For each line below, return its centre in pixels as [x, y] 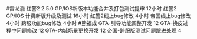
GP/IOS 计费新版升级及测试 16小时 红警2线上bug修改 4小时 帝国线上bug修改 [98, 16]
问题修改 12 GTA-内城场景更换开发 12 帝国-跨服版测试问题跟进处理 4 [99, 30]
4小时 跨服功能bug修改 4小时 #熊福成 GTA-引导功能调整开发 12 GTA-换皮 [95, 23]
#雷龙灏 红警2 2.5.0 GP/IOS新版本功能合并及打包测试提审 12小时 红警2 [91, 8]
